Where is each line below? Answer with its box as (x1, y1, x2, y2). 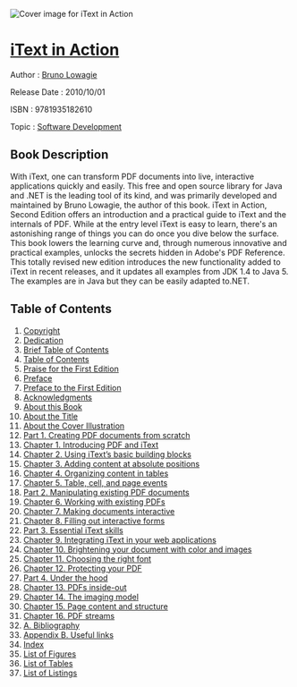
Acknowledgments (22, 392, 93, 403)
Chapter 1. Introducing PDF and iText (22, 439, 159, 450)
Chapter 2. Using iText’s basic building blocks (22, 448, 191, 460)
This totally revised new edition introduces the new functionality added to (10, 256, 281, 267)
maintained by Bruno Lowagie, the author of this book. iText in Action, (10, 199, 267, 210)
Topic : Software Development (10, 121, 122, 131)
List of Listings (22, 667, 78, 678)
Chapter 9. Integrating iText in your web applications (22, 534, 217, 545)
